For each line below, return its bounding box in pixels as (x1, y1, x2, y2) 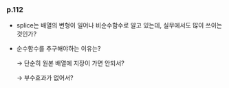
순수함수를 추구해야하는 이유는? (16, 45, 101, 53)
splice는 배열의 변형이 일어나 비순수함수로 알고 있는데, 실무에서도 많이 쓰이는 (16, 21, 223, 30)
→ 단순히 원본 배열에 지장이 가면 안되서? (16, 59, 125, 67)
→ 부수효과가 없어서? (16, 74, 74, 82)
